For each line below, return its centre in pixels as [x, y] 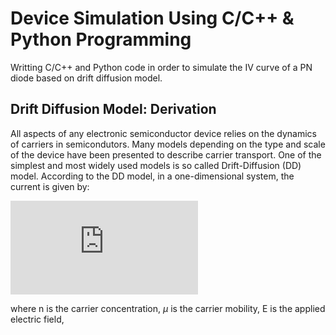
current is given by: [50, 186]
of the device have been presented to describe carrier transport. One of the [166, 154]
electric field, [37, 319]
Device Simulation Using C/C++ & [152, 18]
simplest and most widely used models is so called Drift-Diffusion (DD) [156, 165]
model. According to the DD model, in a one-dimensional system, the [152, 176]
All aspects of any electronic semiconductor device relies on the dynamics [163, 133]
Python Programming [101, 39]
